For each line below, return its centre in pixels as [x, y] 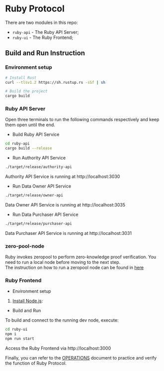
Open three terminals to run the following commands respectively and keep [82, 120]
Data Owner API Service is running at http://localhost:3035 [65, 204]
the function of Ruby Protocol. [36, 363]
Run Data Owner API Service [41, 186]
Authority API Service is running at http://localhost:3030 [63, 177]
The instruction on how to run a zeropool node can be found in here [75, 268]
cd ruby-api [17, 144]
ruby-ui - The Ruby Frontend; [43, 37]
